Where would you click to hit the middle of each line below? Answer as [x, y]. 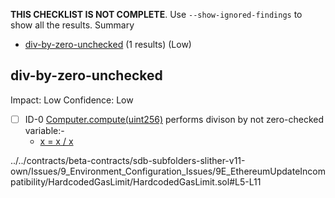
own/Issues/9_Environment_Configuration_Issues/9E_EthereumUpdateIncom [168, 171]
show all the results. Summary [72, 25]
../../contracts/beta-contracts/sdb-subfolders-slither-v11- [128, 160]
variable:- [44, 130]
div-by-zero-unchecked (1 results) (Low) [108, 44]
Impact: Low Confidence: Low [72, 100]
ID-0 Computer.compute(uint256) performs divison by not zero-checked [174, 119]
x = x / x [56, 141]
